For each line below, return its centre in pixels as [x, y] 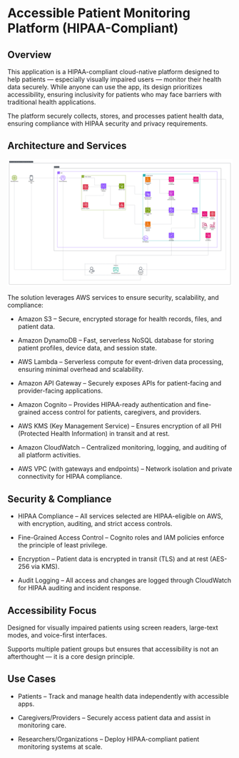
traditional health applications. [52, 102]
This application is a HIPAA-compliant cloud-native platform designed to [113, 72]
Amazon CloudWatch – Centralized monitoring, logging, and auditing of [122, 448]
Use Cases [32, 679]
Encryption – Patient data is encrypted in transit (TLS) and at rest [113, 559]
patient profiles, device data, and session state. [87, 348]
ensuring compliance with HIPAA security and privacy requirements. [108, 123]
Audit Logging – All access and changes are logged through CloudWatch [124, 580]
